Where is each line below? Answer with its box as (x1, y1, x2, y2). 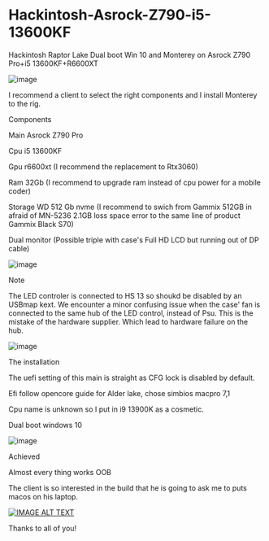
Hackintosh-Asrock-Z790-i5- (8, 6, 211, 24)
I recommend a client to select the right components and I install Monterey (8, 89, 258, 99)
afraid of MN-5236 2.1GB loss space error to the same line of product (8, 210, 241, 220)
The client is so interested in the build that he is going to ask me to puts (8, 482, 248, 493)
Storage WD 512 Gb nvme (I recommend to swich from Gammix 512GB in (8, 202, 252, 212)
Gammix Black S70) (8, 219, 75, 229)
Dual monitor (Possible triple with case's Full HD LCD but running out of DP (8, 234, 259, 245)
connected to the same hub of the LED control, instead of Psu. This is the (8, 308, 254, 318)
